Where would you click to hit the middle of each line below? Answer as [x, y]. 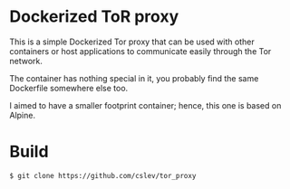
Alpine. [23, 115]
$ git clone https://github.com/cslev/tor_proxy [103, 175]
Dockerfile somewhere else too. [69, 88]
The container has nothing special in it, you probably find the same [134, 78]
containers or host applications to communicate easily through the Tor [140, 51]
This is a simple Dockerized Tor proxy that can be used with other [132, 42]
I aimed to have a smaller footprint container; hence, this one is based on [145, 105]
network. [26, 61]
